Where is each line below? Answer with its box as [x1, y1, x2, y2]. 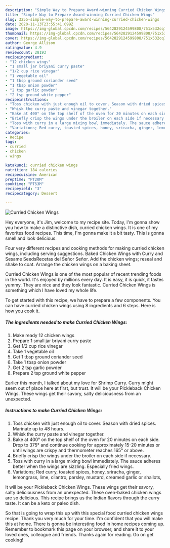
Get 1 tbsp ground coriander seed [12, 353, 83, 360]
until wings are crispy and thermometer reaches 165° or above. [12, 447, 144, 453]
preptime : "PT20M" [5, 177, 44, 182]
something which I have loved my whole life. [5, 287, 98, 293]
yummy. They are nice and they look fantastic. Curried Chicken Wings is [5, 282, 156, 288]
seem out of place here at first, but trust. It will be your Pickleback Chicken [5, 385, 161, 391]
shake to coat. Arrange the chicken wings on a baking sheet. [5, 261, 132, 267]
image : [5, 26, 19, 31]
